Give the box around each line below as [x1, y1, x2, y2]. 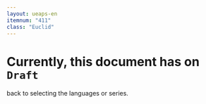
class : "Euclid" [6, 23, 54, 30]
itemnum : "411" [6, 17, 51, 24]
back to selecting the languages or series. [6, 89, 128, 98]
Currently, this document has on [6, 53, 200, 70]
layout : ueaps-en [6, 10, 58, 18]
